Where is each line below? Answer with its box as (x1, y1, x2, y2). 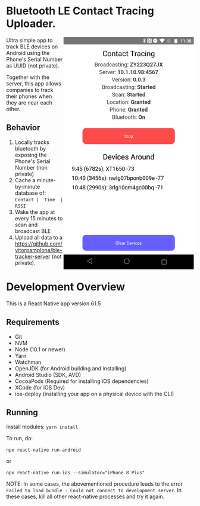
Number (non (14, 164, 48, 171)
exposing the (14, 151, 47, 158)
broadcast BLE (14, 227, 51, 234)
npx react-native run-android (6, 447, 82, 453)
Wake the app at (14, 208, 55, 216)
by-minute (14, 183, 40, 190)
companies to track (6, 86, 54, 93)
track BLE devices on (6, 43, 58, 50)
